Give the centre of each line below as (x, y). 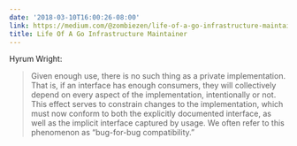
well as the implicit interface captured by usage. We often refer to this (157, 123)
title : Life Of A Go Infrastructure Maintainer (99, 34)
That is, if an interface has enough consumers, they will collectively (153, 86)
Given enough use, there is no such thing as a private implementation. (158, 76)
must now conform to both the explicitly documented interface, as (151, 114)
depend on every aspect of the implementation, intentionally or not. (153, 95)
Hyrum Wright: (36, 59)
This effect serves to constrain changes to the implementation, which (157, 104)
